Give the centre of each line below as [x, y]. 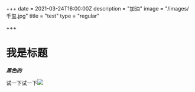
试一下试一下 [22, 83]
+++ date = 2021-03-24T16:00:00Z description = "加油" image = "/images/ [97, 8]
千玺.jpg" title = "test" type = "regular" [53, 16]
